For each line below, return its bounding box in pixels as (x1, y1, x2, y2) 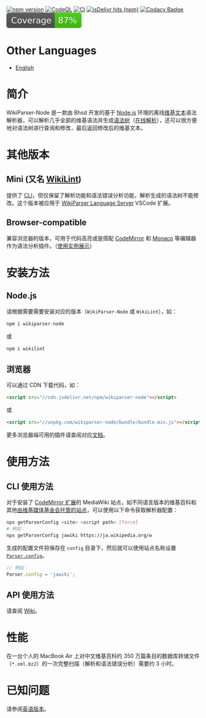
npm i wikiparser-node (6, 321, 64, 327)
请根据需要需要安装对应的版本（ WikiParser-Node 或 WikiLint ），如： (6, 307, 178, 315)
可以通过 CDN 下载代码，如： (6, 381, 81, 389)
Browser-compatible (6, 218, 87, 228)
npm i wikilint (6, 345, 45, 352)
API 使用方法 (6, 589, 55, 600)
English (15, 64, 34, 71)
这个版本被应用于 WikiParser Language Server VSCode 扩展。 (17, 199, 174, 207)
